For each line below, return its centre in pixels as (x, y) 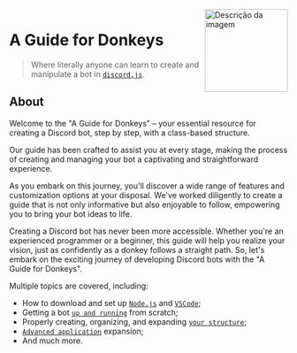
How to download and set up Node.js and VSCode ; (111, 303)
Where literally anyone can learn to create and (115, 65)
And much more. (52, 341)
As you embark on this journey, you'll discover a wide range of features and (147, 186)
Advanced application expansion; (83, 331)
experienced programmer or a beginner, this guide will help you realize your (147, 240)
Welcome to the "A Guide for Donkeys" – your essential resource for (133, 123)
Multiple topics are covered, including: (79, 286)
